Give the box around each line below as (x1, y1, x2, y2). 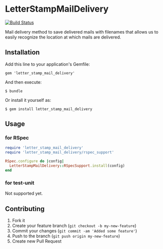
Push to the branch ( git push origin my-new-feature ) (12, 233, 120, 239)
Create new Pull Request (12, 238, 62, 244)
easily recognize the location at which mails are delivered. (5, 34, 122, 40)
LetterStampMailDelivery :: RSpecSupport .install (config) (9, 163, 125, 169)
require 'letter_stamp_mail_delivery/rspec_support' (5, 150, 114, 155)
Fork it (12, 217, 25, 223)
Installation (5, 48, 40, 57)
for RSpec (5, 134, 29, 141)
